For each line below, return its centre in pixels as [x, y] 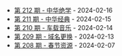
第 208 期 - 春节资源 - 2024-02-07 [64, 45]
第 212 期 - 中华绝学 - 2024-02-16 [63, 10]
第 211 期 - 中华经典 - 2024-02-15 [62, 19]
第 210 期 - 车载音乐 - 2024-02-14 [63, 28]
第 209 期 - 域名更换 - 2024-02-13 [64, 36]
